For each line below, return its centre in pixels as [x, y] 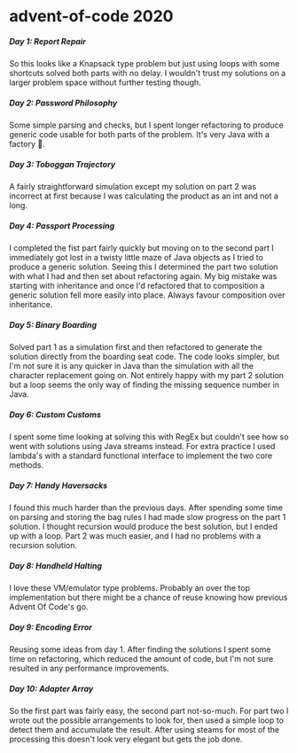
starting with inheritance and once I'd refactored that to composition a [137, 286]
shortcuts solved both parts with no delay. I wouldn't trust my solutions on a [148, 74]
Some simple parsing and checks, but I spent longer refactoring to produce [146, 125]
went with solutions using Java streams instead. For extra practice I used [142, 446]
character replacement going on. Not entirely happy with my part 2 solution [147, 376]
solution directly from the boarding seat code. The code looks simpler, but [145, 357]
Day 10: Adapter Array [51, 688]
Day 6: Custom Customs [55, 415]
